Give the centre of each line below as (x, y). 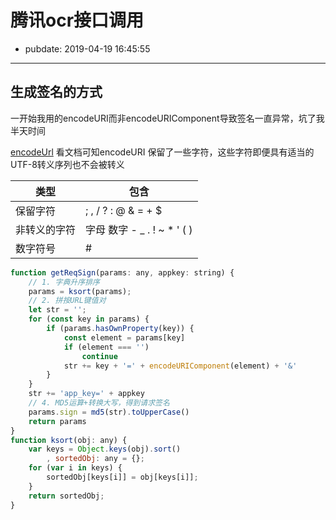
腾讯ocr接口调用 (77, 20)
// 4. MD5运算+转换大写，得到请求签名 (99, 403)
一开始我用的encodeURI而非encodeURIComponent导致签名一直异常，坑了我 (167, 118)
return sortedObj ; (66, 496)
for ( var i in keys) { (75, 468)
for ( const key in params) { (89, 319)
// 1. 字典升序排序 (64, 282)
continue (99, 356)
